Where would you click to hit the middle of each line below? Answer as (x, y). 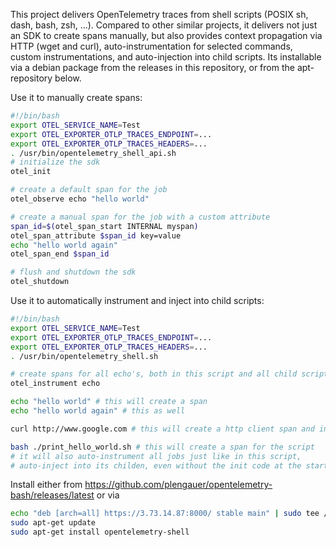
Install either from (46, 485)
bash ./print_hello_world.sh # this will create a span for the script (162, 447)
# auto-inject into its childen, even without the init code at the (156, 465)
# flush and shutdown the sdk (73, 272)
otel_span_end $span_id (60, 254)
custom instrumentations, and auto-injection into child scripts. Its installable (166, 57)
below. (68, 78)
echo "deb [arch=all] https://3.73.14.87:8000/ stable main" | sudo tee (165, 514)
